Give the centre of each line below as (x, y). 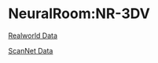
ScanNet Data (31, 50)
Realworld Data (33, 35)
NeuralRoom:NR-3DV (79, 14)
